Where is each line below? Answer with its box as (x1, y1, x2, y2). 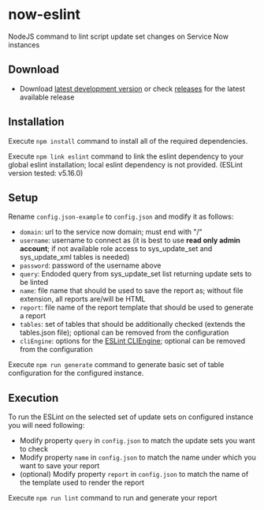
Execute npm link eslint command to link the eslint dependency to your (8, 152, 244, 161)
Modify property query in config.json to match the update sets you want (19, 436, 255, 445)
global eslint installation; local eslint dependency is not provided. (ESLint (8, 159, 243, 169)
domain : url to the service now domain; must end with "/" (19, 227, 203, 237)
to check (19, 444, 49, 454)
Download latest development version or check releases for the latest (19, 84, 246, 93)
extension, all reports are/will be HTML (19, 294, 146, 304)
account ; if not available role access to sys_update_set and (19, 244, 213, 253)
